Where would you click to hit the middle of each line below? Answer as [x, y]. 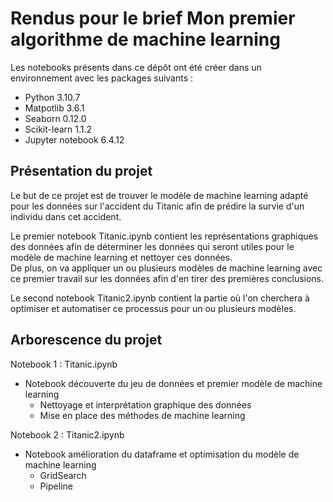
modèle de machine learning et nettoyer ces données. [121, 257]
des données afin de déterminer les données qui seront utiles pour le [152, 246]
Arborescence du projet [86, 340]
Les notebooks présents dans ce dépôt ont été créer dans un [136, 67]
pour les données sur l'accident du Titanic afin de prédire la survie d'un [157, 206]
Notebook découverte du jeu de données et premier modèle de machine [173, 383]
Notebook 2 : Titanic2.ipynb [67, 434]
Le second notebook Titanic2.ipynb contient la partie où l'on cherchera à [160, 298]
